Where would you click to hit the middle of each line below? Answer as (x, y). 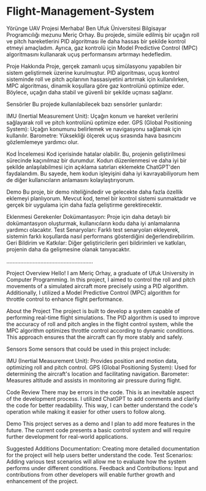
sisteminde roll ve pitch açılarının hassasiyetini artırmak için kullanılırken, (97, 79)
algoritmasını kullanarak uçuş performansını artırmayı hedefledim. (89, 54)
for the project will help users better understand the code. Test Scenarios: (100, 455)
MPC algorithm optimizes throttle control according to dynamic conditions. (101, 330)
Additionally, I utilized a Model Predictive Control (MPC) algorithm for (93, 292)
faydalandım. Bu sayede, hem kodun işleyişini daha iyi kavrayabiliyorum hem (103, 173)
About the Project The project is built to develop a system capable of (93, 311)
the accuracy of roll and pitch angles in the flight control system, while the (100, 324)
